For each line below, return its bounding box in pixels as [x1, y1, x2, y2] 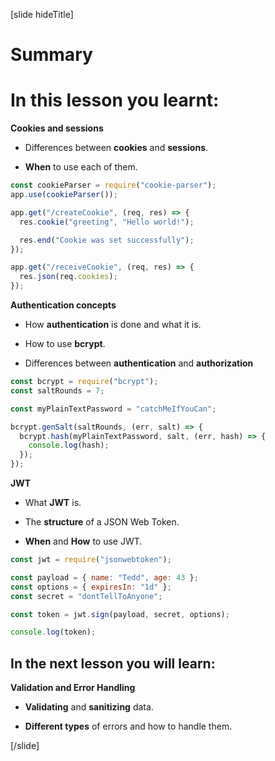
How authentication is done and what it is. [24, 319, 202, 330]
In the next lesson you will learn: [10, 655, 216, 672]
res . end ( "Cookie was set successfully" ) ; [19, 235, 195, 245]
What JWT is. [24, 497, 82, 508]
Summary [10, 44, 93, 66]
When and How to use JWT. [24, 535, 143, 547]
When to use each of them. [24, 161, 138, 173]
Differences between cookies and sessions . [24, 142, 209, 154]
